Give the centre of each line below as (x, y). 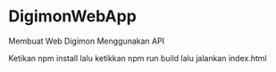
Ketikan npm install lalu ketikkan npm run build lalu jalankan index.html (138, 58)
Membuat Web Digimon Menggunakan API (87, 41)
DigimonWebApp (73, 16)
